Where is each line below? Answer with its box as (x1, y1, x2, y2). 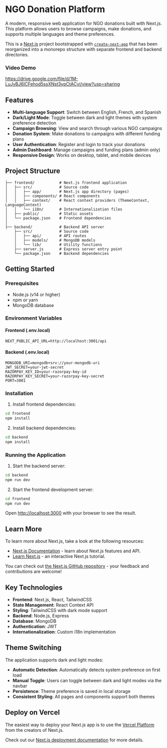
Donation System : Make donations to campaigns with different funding (12, 130, 160, 137)
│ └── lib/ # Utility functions (14, 242, 102, 247)
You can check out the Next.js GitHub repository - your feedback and (5, 563, 149, 569)
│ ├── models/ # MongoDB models (14, 238, 96, 243)
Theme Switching (5, 643, 62, 652)
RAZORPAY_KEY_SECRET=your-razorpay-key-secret (5, 373, 105, 379)
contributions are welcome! (5, 568, 62, 575)
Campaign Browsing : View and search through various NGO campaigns (12, 125, 162, 131)
